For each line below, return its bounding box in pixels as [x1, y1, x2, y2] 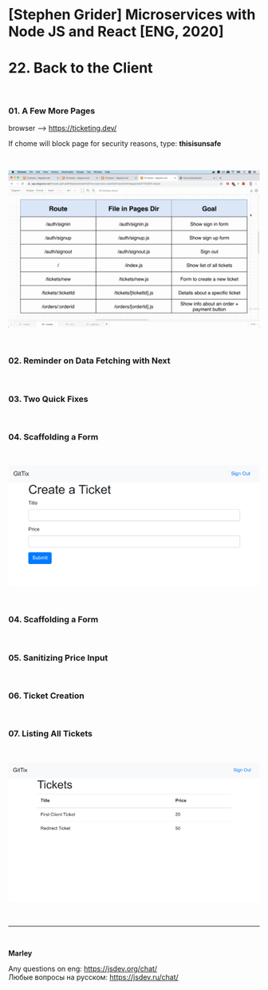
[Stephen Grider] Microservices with [8, 6, 256, 24]
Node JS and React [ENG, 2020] [8, 22, 225, 41]
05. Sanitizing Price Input [8, 652, 108, 663]
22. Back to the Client [8, 59, 153, 77]
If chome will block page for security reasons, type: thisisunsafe [8, 139, 222, 148]
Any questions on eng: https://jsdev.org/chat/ [8, 964, 158, 974]
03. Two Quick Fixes [8, 393, 89, 404]
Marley [8, 949, 33, 958]
